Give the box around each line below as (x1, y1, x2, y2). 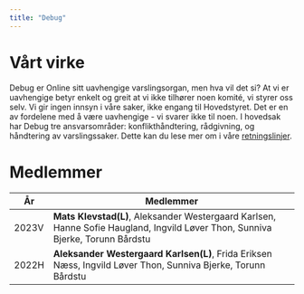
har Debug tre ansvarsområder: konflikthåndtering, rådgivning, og (9, 120, 255, 131)
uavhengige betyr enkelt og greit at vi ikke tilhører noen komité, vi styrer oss (9, 91, 294, 102)
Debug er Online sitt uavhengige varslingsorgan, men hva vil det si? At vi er (9, 82, 290, 93)
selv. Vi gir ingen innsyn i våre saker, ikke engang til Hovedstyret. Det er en (9, 101, 289, 112)
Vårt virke (9, 52, 85, 72)
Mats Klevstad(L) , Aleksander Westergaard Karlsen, (52, 210, 276, 223)
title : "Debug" (9, 13, 67, 23)
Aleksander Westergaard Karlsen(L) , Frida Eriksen (52, 247, 273, 260)
